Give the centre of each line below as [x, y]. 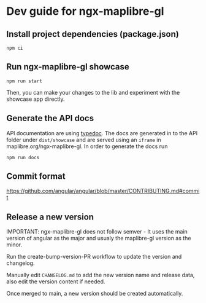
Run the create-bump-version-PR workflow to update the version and [94, 257]
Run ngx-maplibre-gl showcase [68, 67]
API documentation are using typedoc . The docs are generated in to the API [102, 133]
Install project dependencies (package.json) [93, 34]
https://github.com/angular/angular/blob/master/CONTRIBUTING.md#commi [103, 191]
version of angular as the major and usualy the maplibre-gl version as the [99, 238]
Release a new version [50, 217]
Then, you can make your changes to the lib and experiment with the [93, 92]
